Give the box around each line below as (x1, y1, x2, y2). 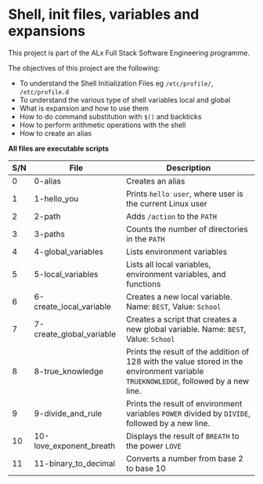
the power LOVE (126, 440, 182, 451)
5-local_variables (34, 268, 99, 279)
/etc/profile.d (19, 88, 70, 96)
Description (166, 162, 211, 173)
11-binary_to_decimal (34, 457, 116, 468)
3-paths (34, 228, 65, 239)
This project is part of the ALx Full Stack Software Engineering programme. (8, 48, 250, 57)
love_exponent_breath (34, 440, 116, 451)
